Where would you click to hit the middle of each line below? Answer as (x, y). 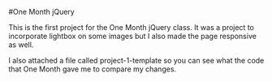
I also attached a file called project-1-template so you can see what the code (136, 60)
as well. (21, 45)
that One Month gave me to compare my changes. (93, 69)
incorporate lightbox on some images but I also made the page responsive (133, 36)
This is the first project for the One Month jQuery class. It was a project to (131, 27)
